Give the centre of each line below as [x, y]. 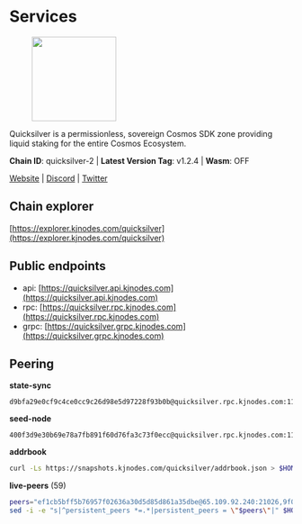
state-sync [31, 385]
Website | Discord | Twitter [58, 178]
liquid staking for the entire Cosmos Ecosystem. [98, 143]
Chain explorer [52, 207]
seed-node [31, 419]
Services [44, 17]
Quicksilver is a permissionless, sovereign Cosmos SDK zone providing [141, 133]
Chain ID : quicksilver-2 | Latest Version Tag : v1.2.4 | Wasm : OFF [129, 160]
